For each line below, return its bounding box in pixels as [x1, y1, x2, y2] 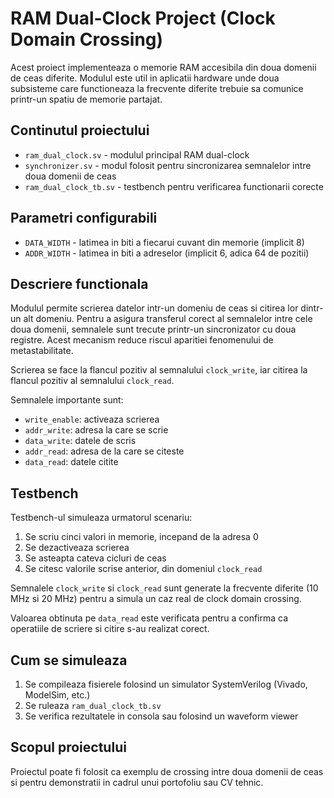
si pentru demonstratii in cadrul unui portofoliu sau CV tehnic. [10, 776, 264, 788]
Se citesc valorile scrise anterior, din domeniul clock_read [24, 563, 263, 575]
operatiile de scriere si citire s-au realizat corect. [10, 623, 210, 635]
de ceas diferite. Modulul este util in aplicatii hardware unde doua [10, 72, 280, 84]
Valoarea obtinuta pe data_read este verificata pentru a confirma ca [10, 612, 289, 624]
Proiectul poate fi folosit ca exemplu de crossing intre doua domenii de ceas [10, 765, 324, 777]
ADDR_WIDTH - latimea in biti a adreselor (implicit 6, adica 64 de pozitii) [24, 247, 310, 259]
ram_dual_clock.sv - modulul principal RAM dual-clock [24, 148, 250, 161]
